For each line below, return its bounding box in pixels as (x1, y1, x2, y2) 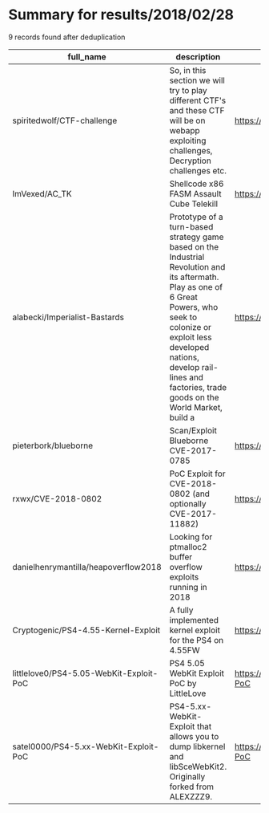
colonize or (169, 321, 212, 332)
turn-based (169, 221, 214, 232)
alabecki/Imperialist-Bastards (12, 311, 125, 323)
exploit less (169, 331, 212, 343)
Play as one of (169, 281, 223, 292)
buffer (169, 551, 193, 563)
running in (169, 581, 208, 592)
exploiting (169, 135, 207, 146)
